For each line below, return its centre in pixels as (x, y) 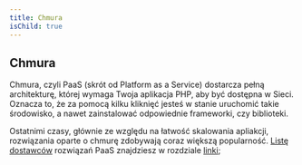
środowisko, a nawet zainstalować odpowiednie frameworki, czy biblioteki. (149, 113)
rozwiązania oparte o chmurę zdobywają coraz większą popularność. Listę (149, 141)
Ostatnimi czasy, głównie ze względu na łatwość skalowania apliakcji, (139, 131)
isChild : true (36, 26)
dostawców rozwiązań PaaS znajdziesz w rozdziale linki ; (115, 150)
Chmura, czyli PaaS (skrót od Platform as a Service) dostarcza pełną (137, 85)
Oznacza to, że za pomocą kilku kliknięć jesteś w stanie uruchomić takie (144, 104)
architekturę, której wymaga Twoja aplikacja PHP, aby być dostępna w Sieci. (152, 94)
